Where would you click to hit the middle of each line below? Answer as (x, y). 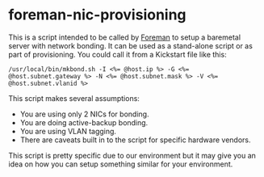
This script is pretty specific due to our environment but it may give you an (132, 155)
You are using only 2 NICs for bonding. (84, 114)
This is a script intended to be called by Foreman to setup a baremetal (124, 37)
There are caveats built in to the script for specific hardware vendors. (135, 140)
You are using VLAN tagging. (68, 131)
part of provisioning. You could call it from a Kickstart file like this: (118, 54)
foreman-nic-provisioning (98, 15)
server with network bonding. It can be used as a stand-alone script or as (130, 45)
